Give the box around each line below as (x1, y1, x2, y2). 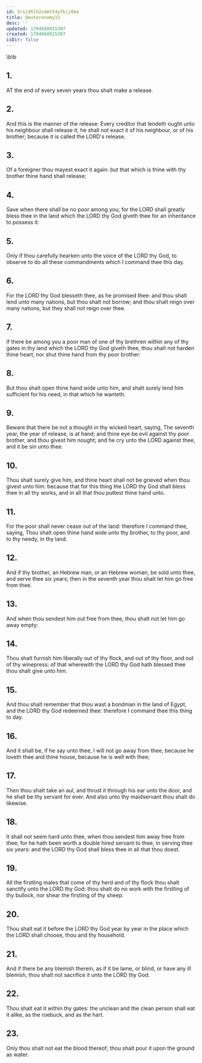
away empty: (6, 621, 38, 628)
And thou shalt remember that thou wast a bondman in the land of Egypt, (6, 701, 187, 708)
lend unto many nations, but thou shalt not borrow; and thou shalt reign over (6, 298, 195, 305)
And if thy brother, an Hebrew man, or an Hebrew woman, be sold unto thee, (6, 569, 195, 576)
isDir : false (6, 37, 39, 43)
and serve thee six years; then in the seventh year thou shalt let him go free (6, 575, 194, 582)
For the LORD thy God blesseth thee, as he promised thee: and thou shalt (6, 292, 188, 299)
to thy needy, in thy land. (6, 535, 67, 542)
